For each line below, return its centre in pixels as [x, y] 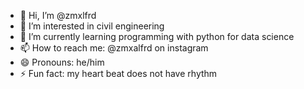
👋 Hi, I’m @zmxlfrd [58, 15]
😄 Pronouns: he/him [62, 62]
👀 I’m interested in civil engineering [92, 26]
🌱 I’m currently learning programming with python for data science [157, 36]
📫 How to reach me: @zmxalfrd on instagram [114, 48]
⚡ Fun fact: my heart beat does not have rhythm [118, 73]
